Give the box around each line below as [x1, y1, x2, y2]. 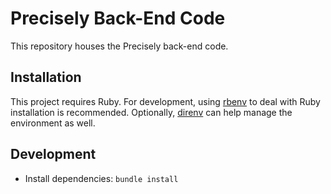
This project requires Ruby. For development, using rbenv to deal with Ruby [10, 95, 321, 107]
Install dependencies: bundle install [24, 172, 179, 184]
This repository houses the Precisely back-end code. [10, 40, 229, 52]
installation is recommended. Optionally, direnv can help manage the [10, 106, 293, 118]
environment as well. [10, 117, 96, 129]
